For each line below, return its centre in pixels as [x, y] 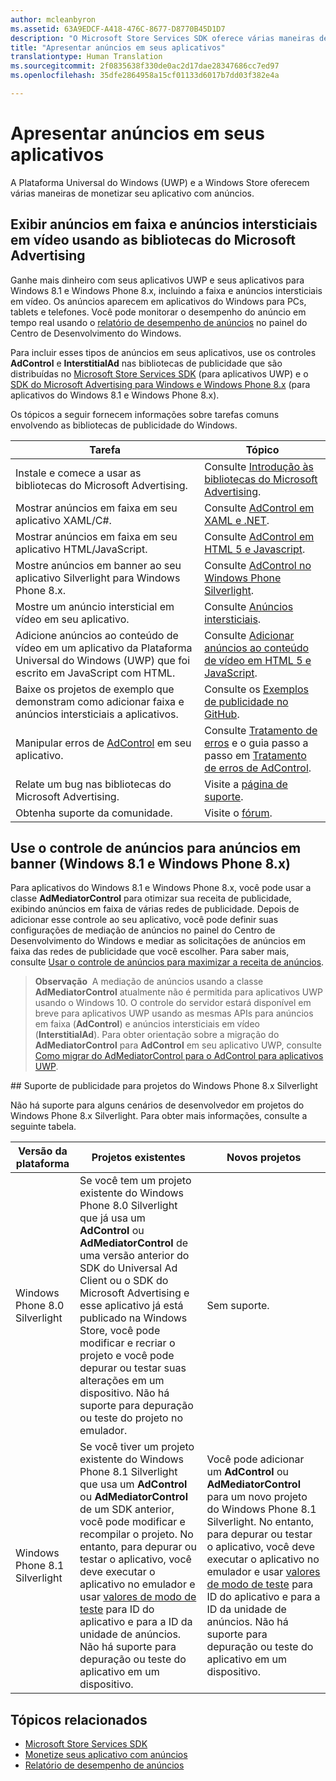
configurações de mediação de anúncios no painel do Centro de [143, 930]
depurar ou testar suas [133, 1368]
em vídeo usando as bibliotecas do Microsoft [153, 240]
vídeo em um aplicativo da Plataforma [104, 648]
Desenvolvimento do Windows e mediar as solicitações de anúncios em [158, 941]
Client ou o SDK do [124, 1281]
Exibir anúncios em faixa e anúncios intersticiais [164, 224]
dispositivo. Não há [124, 1393]
